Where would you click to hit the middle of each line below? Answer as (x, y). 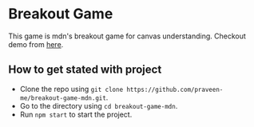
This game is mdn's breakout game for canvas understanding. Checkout (127, 36)
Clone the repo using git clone (71, 89)
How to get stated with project (85, 70)
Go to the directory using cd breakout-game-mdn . (99, 105)
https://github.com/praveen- (175, 89)
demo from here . (36, 44)
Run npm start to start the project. (76, 114)
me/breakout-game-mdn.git (63, 98)
